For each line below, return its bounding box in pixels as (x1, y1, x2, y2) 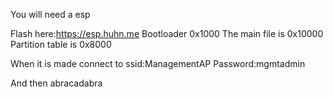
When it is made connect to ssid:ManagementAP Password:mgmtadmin (10, 58, 306, 69)
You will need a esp (10, 9, 91, 20)
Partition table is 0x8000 (10, 39, 112, 50)
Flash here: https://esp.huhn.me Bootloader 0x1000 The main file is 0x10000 (10, 28, 324, 39)
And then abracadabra (10, 77, 103, 89)
